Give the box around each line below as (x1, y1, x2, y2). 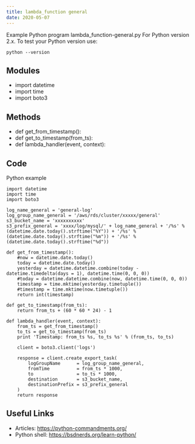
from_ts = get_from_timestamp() (17, 323, 98, 329)
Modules (6, 65, 40, 76)
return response (17, 392, 59, 398)
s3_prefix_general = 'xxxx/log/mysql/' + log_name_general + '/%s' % (6, 223, 185, 229)
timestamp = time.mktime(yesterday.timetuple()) (17, 281, 142, 287)
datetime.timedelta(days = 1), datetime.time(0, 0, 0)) (6, 270, 150, 277)
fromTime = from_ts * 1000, (28, 365, 123, 372)
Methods (6, 112, 41, 122)
